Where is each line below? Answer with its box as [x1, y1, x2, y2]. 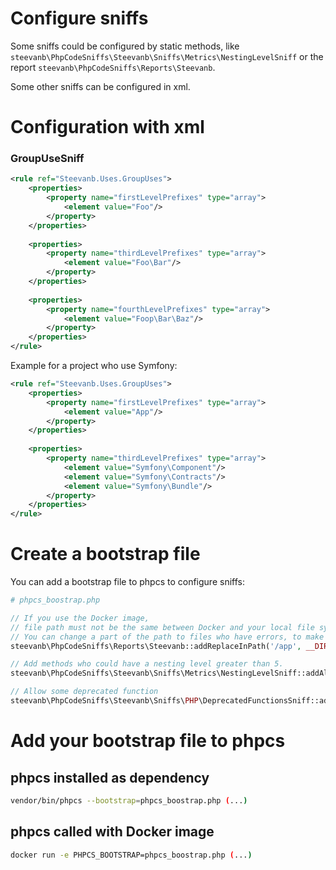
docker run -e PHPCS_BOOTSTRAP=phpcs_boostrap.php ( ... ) [10, 850, 253, 860]
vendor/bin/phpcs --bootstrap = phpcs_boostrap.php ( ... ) [10, 795, 248, 806]
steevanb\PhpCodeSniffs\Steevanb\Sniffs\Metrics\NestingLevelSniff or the [10, 50, 324, 62]
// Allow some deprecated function [10, 687, 159, 697]
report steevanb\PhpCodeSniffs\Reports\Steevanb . [10, 61, 216, 73]
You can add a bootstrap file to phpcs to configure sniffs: [10, 576, 245, 588]
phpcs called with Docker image [10, 823, 215, 841]
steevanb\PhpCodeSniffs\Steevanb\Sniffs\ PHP [10, 696, 199, 706]
